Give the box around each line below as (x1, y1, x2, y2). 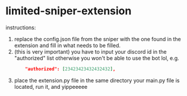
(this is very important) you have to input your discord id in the (14, 48, 167, 55)
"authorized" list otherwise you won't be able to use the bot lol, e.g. (14, 54, 179, 61)
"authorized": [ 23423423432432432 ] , (25, 66, 116, 72)
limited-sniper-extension (5, 4, 132, 18)
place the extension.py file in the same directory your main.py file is (14, 76, 180, 84)
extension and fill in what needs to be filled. (14, 42, 121, 49)
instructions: (5, 24, 36, 31)
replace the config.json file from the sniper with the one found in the (14, 35, 182, 42)
